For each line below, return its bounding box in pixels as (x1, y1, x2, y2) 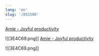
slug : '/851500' (5, 12, 39, 17)
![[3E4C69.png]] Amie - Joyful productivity (5, 35, 94, 41)
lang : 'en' (5, 7, 28, 12)
